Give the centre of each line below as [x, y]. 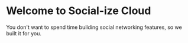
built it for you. [24, 33]
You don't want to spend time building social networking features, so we [94, 27]
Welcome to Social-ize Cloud [79, 11]
